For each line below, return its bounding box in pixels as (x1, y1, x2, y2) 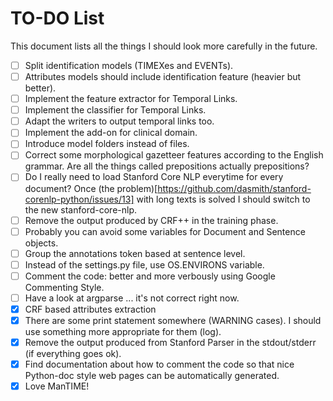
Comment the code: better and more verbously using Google (24, 270, 276, 282)
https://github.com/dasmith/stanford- (157, 182, 312, 194)
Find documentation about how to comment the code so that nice (24, 358, 295, 371)
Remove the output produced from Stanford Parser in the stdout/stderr (24, 337, 317, 348)
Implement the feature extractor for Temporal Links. (24, 93, 238, 105)
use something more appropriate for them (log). (24, 326, 222, 337)
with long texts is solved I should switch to (136, 193, 311, 205)
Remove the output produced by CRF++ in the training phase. (24, 214, 279, 226)
